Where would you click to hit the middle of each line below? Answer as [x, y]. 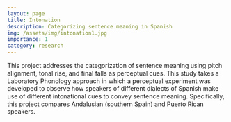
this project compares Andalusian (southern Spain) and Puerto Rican [105, 104]
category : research [35, 46]
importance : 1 [28, 40]
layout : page [26, 14]
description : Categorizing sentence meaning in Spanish [90, 26]
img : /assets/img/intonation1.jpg [57, 33]
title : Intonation [34, 20]
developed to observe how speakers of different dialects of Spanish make [113, 88]
